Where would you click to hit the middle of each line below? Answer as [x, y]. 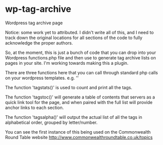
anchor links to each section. [35, 107]
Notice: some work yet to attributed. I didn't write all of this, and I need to [80, 32]
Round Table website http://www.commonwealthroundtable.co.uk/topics [79, 137]
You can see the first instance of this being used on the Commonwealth [78, 132]
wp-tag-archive [38, 9]
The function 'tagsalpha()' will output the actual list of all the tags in [74, 117]
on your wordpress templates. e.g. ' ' [42, 78]
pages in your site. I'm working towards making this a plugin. [67, 63]
